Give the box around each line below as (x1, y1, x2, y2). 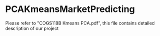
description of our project (5, 25, 59, 31)
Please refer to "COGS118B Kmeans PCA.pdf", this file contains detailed (5, 20, 155, 26)
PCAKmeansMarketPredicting (5, 3, 136, 15)
